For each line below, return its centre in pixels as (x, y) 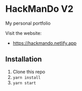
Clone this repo (29, 71)
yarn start (24, 83)
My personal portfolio (28, 23)
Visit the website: (24, 33)
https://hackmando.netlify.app (45, 43)
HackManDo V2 (39, 9)
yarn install (27, 78)
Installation (24, 59)
